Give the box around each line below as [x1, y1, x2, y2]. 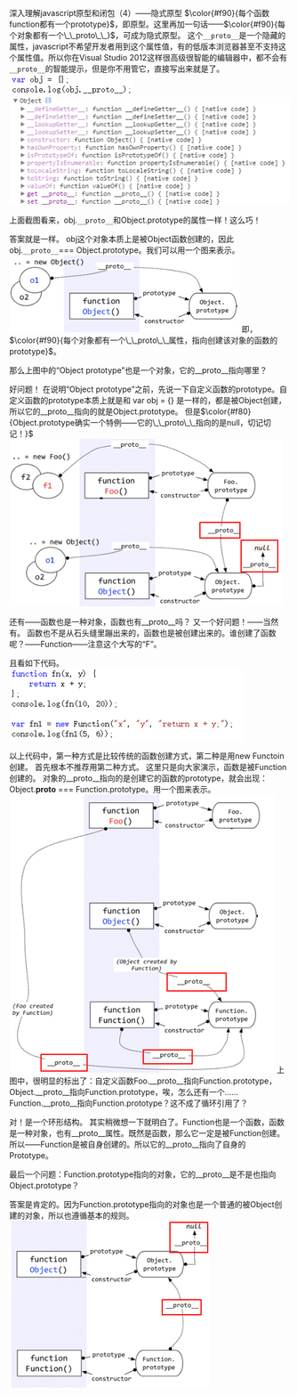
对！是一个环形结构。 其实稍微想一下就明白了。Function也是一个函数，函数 [9, 1116, 285, 1128]
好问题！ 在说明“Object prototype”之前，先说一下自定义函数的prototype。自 [9, 384, 287, 394]
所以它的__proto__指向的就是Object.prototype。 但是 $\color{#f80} [9, 406, 252, 417]
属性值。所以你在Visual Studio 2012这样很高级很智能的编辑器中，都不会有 [16, 53, 287, 62]
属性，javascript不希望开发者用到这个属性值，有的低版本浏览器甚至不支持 [9, 41, 279, 52]
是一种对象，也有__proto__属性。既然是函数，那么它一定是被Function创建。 [9, 1128, 285, 1139]
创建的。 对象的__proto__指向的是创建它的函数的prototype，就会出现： [9, 773, 269, 783]
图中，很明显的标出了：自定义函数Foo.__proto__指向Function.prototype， [9, 1075, 277, 1086]
